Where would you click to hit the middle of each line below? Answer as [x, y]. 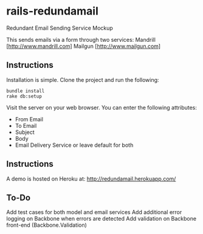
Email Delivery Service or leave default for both [74, 145]
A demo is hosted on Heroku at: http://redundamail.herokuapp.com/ [91, 179]
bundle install [26, 91]
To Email [26, 125]
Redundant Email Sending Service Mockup [60, 28]
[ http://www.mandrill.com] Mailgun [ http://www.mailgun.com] [84, 46]
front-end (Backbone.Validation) [46, 225]
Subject [25, 132]
